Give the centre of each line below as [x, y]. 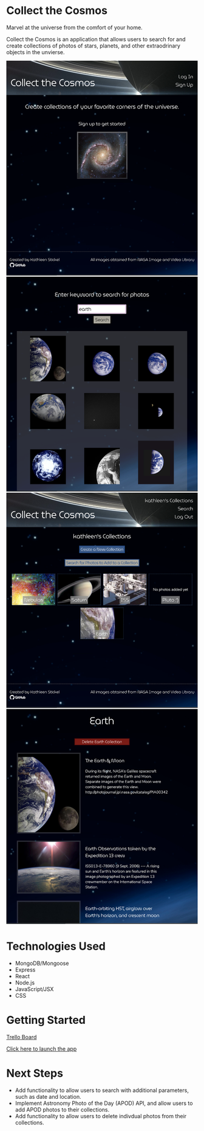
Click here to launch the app [42, 1049]
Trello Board [22, 1037]
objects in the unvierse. [36, 52]
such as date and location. [48, 1096]
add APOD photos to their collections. [62, 1109]
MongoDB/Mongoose [42, 963]
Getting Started [46, 1020]
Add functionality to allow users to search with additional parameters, [102, 1090]
